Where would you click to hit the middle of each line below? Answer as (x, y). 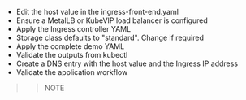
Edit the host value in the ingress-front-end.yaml (97, 12)
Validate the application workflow (72, 72)
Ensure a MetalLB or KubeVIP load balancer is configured (112, 20)
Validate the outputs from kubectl (72, 55)
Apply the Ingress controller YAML (73, 29)
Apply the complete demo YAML (70, 46)
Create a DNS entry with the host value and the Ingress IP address (127, 63)
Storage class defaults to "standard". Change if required (110, 37)
